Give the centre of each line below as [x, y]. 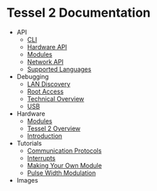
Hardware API [47, 47]
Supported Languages [59, 69]
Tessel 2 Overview [54, 128]
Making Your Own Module [65, 165]
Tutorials [29, 143]
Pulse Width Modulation [61, 173]
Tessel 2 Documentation [78, 13]
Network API [45, 61]
